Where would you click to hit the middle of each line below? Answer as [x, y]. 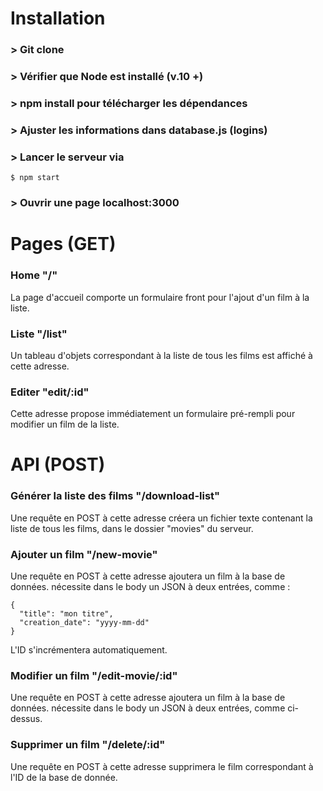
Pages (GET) [63, 244]
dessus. [26, 719]
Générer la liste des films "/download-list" [115, 496]
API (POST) [58, 464]
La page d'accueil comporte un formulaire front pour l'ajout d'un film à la [160, 297]
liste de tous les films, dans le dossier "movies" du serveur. [132, 528]
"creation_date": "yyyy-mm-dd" [84, 622]
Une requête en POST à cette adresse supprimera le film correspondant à [162, 766]
